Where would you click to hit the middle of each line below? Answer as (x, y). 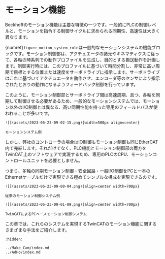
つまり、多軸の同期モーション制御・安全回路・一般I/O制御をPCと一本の (78, 171)
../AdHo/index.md (23, 252)
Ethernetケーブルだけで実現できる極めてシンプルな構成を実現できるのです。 (82, 177)
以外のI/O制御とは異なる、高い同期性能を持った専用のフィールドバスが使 (83, 107)
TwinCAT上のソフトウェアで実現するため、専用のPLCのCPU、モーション (79, 154)
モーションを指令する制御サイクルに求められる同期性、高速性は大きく (89, 31)
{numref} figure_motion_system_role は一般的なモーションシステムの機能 (78, 47)
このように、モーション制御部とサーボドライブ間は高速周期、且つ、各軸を (81, 95)
